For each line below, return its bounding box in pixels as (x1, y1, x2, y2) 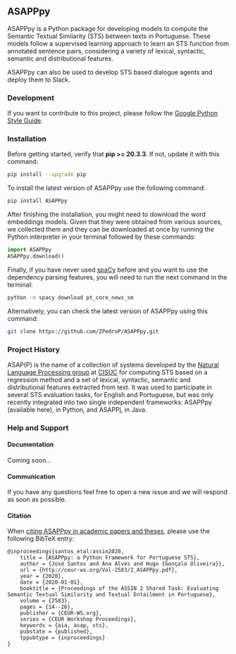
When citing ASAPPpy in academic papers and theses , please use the (7, 527, 210, 536)
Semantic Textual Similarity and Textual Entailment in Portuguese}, (7, 591, 216, 598)
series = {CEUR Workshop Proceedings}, (20, 616, 137, 623)
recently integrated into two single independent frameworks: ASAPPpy (7, 398, 213, 406)
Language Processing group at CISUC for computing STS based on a (7, 367, 208, 376)
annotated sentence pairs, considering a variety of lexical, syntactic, (7, 46, 206, 55)
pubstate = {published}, (20, 628, 93, 636)
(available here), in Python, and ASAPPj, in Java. (7, 405, 147, 414)
